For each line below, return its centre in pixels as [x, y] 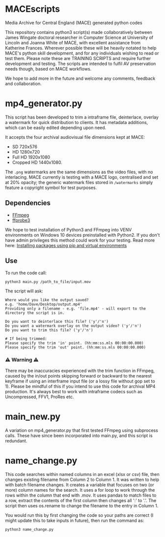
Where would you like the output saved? [47, 300]
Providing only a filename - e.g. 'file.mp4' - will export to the [76, 309]
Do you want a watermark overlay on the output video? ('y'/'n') [73, 326]
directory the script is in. [35, 313]
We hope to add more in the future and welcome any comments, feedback [80, 78]
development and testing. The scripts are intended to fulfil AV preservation [81, 63]
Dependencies [28, 203]
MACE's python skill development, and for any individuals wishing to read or [82, 53]
